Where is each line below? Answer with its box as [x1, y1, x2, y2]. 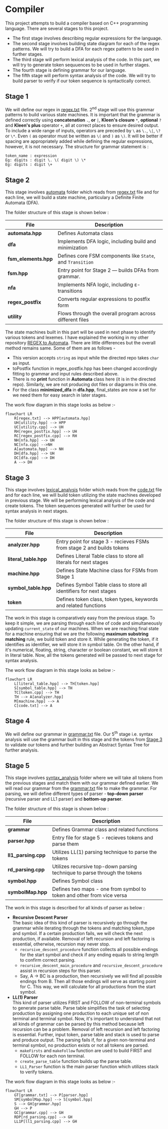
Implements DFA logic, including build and [57, 238, 156, 245]
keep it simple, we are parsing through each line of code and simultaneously [5, 620, 162, 626]
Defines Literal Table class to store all [55, 552, 144, 559]
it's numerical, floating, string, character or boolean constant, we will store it [5, 647, 162, 653]
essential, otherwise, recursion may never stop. [12, 941, 110, 947]
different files [57, 316, 89, 323]
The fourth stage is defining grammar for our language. [12, 67, 126, 73]
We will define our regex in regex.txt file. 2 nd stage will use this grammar [5, 105, 154, 112]
